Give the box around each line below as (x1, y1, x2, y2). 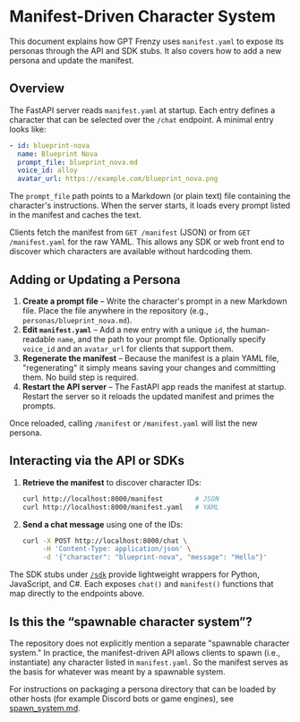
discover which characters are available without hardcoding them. (9, 246, 253, 257)
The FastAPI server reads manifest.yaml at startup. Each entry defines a (9, 105, 276, 116)
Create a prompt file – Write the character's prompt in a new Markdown (21, 296, 287, 306)
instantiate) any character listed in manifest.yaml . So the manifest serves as (9, 657, 289, 667)
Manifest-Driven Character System (9, 6, 276, 27)
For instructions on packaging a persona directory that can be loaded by (9, 683, 277, 694)
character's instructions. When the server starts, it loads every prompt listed (9, 200, 291, 211)
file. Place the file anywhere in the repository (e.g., (21, 305, 209, 315)
